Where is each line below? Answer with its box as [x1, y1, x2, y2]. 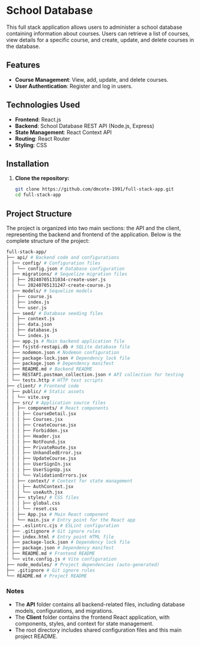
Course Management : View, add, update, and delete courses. [14, 76, 169, 83]
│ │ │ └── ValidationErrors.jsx [6, 472, 87, 478]
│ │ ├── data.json [6, 321, 52, 328]
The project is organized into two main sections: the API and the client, [6, 224, 181, 231]
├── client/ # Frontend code [6, 383, 79, 389]
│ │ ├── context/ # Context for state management [6, 478, 133, 484]
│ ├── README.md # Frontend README [6, 550, 95, 556]
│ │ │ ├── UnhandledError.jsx [6, 450, 82, 456]
